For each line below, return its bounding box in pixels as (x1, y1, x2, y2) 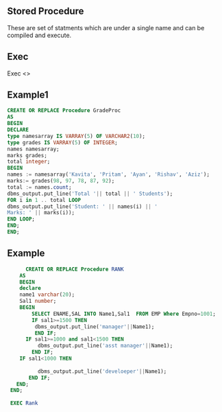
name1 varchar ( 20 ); (19, 291, 75, 298)
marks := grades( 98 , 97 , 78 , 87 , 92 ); (7, 178, 115, 185)
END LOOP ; (7, 216, 36, 222)
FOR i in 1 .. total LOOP (7, 196, 81, 203)
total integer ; (7, 158, 51, 165)
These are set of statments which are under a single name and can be (7, 23, 205, 32)
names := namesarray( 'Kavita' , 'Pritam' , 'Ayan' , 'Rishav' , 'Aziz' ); (7, 171, 210, 178)
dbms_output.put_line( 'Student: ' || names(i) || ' (7, 203, 158, 210)
